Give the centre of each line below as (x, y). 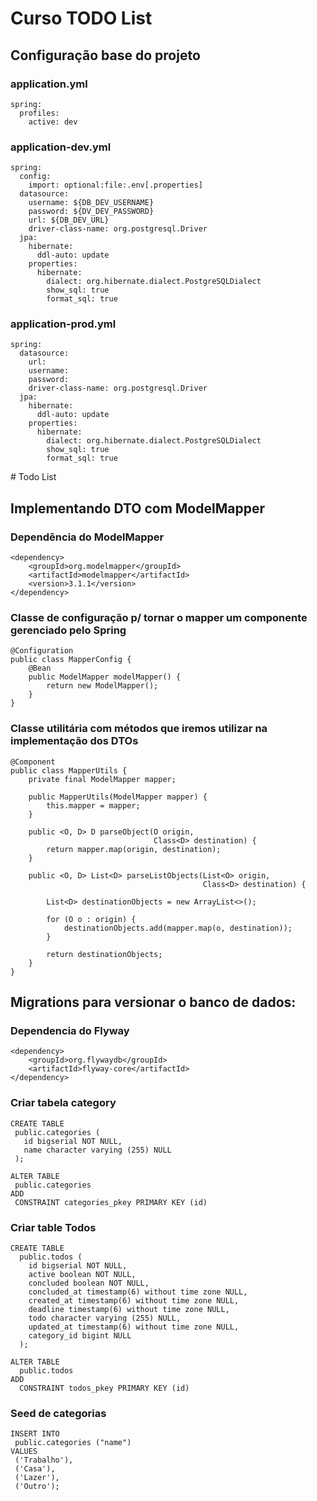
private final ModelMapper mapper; (102, 779)
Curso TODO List (81, 18)
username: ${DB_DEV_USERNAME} (91, 203)
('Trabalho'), (44, 1460)
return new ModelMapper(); (102, 686)
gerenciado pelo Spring (68, 630)
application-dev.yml (61, 147)
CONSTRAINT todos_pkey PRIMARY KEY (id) (104, 1388)
